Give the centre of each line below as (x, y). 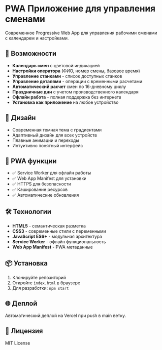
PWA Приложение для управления (80, 9)
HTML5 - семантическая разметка (49, 226)
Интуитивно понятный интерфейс (48, 145)
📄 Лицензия (24, 331)
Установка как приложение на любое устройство (65, 102)
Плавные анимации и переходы (46, 140)
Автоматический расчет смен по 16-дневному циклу (69, 87)
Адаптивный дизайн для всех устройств (54, 135)
